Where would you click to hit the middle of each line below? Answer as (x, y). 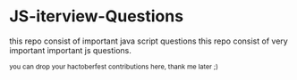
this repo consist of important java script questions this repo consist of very (148, 41)
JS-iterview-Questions (97, 16)
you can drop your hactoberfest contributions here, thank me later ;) (114, 67)
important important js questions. (70, 50)
